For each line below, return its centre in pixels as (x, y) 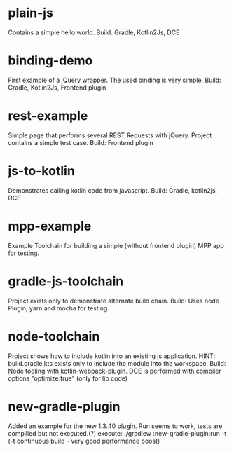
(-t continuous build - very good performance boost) (84, 441)
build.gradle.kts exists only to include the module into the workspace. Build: (117, 363)
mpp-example (50, 226)
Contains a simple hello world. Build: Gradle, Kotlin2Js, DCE (94, 32)
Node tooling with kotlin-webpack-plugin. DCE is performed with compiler (115, 371)
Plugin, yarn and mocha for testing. (58, 308)
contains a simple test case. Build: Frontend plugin (81, 142)
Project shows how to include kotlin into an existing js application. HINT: (112, 356)
